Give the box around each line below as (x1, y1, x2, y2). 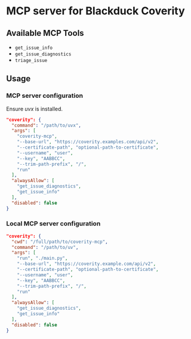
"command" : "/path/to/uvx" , (11, 122, 82, 128)
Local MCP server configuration (6, 220, 101, 228)
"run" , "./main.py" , (17, 255, 68, 261)
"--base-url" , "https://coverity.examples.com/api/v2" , (17, 139, 159, 145)
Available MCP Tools (6, 28, 85, 38)
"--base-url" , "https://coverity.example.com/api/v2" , (17, 261, 156, 267)
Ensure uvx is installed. (6, 105, 63, 112)
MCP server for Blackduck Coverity (6, 4, 185, 18)
